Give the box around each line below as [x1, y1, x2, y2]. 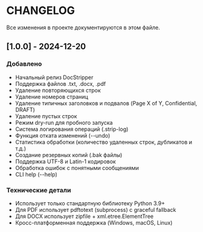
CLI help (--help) [15, 170, 58, 178]
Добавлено [6, 60, 42, 68]
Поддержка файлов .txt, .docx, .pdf [15, 80, 106, 87]
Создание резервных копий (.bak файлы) [15, 151, 123, 158]
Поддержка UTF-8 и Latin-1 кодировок [15, 158, 116, 165]
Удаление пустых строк [15, 112, 77, 119]
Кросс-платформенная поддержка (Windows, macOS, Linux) [15, 219, 173, 226]
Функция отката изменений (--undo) [15, 132, 111, 139]
